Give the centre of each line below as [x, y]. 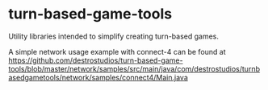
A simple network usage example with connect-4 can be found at [117, 51]
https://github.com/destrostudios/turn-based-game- [96, 60]
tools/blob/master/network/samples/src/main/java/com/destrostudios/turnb [134, 68]
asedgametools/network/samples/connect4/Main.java [98, 77]
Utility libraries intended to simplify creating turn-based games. [114, 36]
